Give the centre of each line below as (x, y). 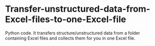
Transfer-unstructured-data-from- (78, 9)
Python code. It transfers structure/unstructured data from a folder (73, 33)
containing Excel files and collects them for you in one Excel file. (70, 38)
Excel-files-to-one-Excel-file (66, 19)
